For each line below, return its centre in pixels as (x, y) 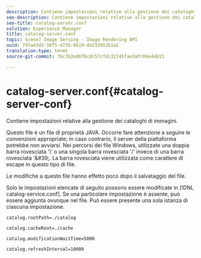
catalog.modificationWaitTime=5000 (51, 238)
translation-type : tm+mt (37, 51)
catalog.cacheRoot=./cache (40, 228)
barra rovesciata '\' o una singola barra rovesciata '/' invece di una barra (95, 151)
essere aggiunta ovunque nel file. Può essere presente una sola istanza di (97, 200)
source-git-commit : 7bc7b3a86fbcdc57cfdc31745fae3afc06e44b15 (85, 56)
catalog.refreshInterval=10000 (45, 249)
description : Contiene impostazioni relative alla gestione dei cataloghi (101, 12)
